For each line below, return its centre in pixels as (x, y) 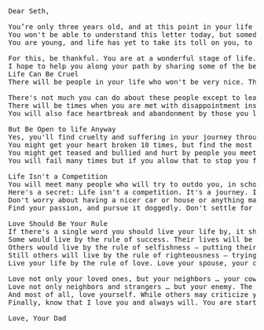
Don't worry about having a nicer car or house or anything (126, 200)
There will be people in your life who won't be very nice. (126, 82)
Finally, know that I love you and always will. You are (120, 302)
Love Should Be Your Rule (58, 224)
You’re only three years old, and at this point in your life (130, 27)
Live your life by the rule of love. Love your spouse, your (128, 263)
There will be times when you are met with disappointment (125, 106)
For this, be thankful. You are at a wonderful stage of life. (132, 58)
